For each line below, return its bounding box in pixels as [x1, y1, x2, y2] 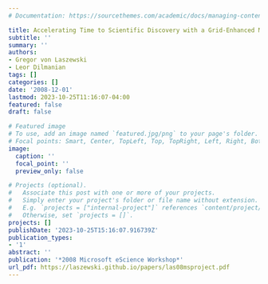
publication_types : [8, 234, 73, 242]
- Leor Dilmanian [8, 63, 66, 72]
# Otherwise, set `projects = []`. [8, 211, 134, 219]
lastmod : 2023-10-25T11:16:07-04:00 [8, 93, 130, 101]
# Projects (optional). [8, 182, 88, 190]
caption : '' [15, 152, 56, 160]
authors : [8, 49, 37, 57]
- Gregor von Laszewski [8, 56, 88, 64]
